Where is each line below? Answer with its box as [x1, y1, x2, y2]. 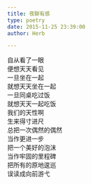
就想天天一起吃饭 [7, 99, 56, 108]
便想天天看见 [7, 64, 44, 73]
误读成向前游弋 [7, 169, 50, 178]
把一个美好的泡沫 [7, 143, 56, 152]
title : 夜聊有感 [7, 10, 50, 17]
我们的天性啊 [7, 108, 44, 117]
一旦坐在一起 [7, 73, 44, 82]
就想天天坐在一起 [7, 82, 56, 91]
